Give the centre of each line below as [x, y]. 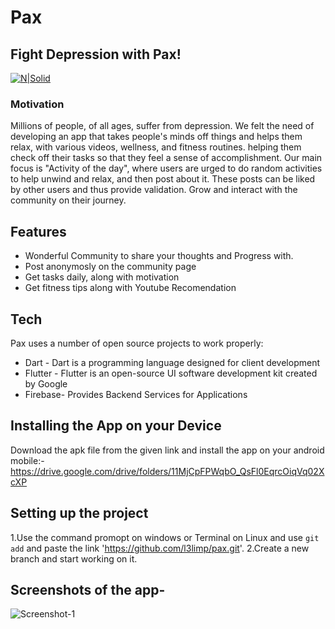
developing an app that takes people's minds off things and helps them [156, 137]
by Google [46, 383]
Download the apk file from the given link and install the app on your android [167, 450]
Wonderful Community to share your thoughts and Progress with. [159, 256]
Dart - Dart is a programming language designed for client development [172, 362]
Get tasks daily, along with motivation [102, 277]
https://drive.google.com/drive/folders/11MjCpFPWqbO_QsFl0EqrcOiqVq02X [167, 471]
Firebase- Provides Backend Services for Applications [136, 394]
